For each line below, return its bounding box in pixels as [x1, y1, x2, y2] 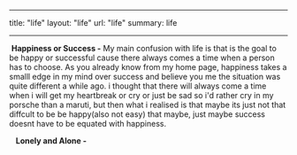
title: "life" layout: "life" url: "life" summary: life [9, 18, 178, 27]
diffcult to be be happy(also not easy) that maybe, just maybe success [9, 109, 265, 120]
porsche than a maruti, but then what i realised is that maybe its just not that [9, 99, 286, 110]
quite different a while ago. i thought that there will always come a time [9, 81, 267, 91]
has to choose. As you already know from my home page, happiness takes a [9, 62, 287, 72]
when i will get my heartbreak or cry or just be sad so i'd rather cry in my [9, 90, 274, 100]
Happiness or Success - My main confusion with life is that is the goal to [11, 43, 277, 53]
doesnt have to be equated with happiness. [9, 119, 166, 128]
